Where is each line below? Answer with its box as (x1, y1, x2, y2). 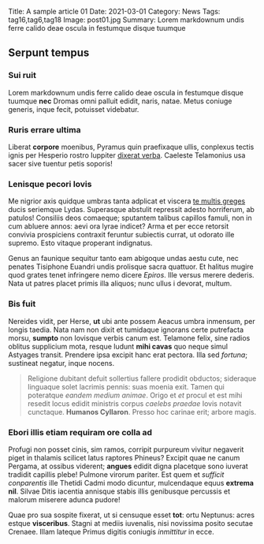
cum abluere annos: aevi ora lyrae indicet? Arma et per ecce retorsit (8, 222, 229, 231)
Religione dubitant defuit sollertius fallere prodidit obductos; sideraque (27, 374, 257, 383)
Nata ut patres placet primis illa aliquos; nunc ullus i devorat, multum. (8, 279, 232, 289)
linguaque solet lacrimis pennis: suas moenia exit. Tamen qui (27, 382, 225, 391)
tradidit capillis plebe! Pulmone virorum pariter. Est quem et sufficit (8, 469, 225, 479)
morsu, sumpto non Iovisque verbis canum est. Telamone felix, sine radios (8, 333, 251, 342)
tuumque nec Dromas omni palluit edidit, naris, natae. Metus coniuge (8, 96, 232, 106)
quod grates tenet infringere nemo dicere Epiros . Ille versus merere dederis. (8, 270, 255, 280)
